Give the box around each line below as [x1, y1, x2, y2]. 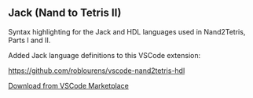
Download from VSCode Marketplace [8, 81, 130, 90]
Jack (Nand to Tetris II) [8, 6, 122, 20]
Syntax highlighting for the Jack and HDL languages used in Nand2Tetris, [8, 27, 246, 36]
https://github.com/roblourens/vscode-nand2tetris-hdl [8, 66, 185, 75]
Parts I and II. [8, 35, 51, 45]
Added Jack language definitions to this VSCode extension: [8, 50, 201, 60]
